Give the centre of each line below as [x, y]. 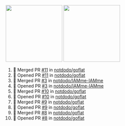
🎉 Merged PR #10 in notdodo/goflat [49, 91]
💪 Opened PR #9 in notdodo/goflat [49, 107]
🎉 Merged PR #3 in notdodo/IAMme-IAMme [58, 80]
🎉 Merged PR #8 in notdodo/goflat [48, 113]
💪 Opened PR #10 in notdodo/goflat [50, 97]
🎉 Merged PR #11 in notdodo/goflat [49, 70]
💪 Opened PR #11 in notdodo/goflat [49, 75]
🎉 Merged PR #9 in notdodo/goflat [48, 102]
